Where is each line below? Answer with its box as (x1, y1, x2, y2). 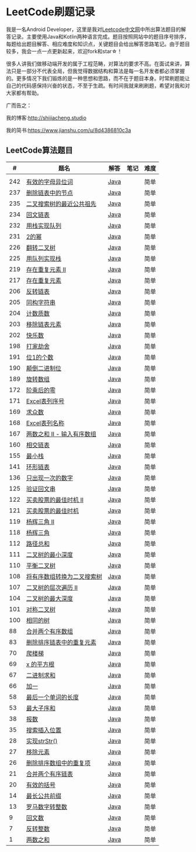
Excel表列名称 (26, 419, 65, 427)
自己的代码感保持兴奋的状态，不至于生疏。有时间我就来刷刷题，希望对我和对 (6, 82, 190, 89)
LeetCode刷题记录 (6, 5, 95, 19)
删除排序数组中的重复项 (26, 758, 91, 767)
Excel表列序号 (26, 397, 65, 405)
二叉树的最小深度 (26, 550, 73, 558)
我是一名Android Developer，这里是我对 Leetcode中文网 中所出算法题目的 (6, 26, 181, 33)
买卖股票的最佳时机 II (26, 495, 84, 503)
